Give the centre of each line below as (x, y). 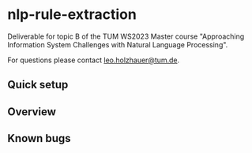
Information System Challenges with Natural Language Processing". (118, 44)
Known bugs (39, 138)
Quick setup (38, 85)
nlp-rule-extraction (72, 15)
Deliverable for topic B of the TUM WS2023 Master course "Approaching (126, 36)
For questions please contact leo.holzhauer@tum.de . (94, 60)
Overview (32, 112)
